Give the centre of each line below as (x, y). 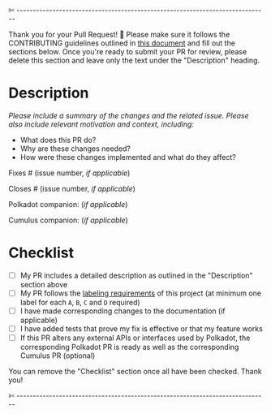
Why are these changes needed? (75, 149)
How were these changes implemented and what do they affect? (128, 157)
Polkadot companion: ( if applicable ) (68, 204)
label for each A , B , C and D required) (80, 302)
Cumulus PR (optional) (58, 356)
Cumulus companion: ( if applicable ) (68, 220)
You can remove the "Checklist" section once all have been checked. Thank (135, 372)
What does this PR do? (58, 140)
